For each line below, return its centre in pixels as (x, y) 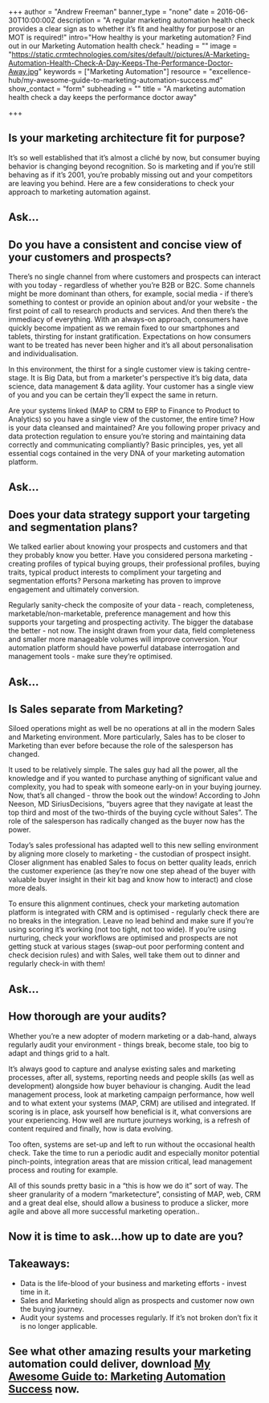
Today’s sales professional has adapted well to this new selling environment (133, 845)
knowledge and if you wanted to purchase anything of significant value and (133, 778)
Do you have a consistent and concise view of (125, 245)
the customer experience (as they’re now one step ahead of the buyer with (132, 871)
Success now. (44, 1389)
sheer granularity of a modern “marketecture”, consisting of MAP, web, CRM (134, 1194)
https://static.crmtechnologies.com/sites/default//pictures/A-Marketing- (131, 54)
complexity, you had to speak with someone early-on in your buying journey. (135, 787)
